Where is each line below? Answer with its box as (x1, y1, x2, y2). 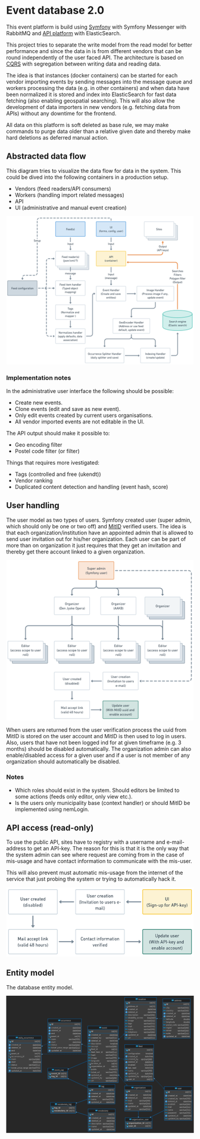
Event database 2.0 (6, 4, 105, 17)
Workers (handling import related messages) (14, 191, 125, 199)
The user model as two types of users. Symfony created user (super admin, (6, 516, 192, 524)
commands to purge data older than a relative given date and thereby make (6, 128, 191, 135)
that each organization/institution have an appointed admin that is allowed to (6, 529, 193, 536)
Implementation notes (6, 374, 71, 382)
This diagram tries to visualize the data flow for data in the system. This (6, 167, 182, 174)
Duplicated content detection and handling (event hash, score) (14, 483, 168, 490)
